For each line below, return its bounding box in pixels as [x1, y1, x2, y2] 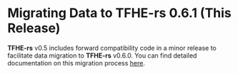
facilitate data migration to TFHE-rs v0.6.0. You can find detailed [7, 51, 197, 60]
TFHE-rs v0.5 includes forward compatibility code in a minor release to [7, 43, 217, 52]
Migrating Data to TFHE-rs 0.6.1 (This [7, 5, 232, 21]
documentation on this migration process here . [7, 58, 145, 67]
